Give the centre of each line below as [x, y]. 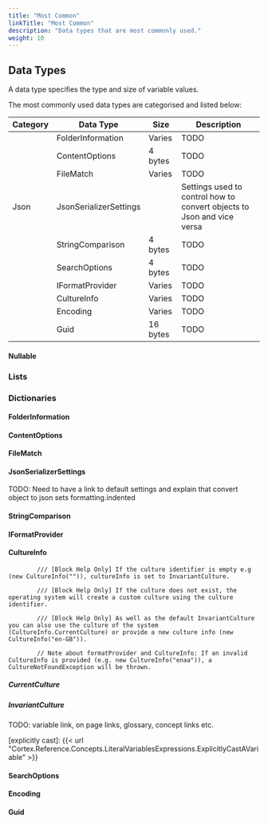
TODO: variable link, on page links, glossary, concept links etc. [111, 725]
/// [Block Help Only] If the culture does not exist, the [137, 590]
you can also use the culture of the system [83, 625]
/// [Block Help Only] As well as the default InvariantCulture [146, 618]
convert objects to [215, 207]
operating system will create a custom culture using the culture [121, 597]
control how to [208, 197]
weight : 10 [26, 38]
